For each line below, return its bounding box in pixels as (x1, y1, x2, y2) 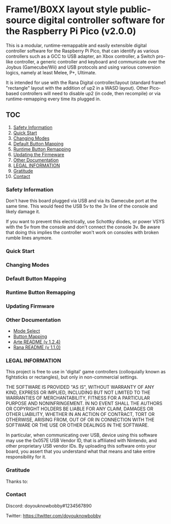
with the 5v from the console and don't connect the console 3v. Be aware (6, 224, 160, 230)
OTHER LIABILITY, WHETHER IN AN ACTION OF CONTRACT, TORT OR (6, 411, 155, 417)
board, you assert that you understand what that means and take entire (6, 448, 155, 454)
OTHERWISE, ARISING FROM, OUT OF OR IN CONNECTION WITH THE (6, 416, 155, 423)
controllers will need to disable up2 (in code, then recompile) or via (20, 90, 161, 96)
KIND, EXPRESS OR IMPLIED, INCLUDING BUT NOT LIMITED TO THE (6, 389, 151, 395)
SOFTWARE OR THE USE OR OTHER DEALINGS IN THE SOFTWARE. (6, 422, 149, 428)
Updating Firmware (6, 302, 55, 309)
